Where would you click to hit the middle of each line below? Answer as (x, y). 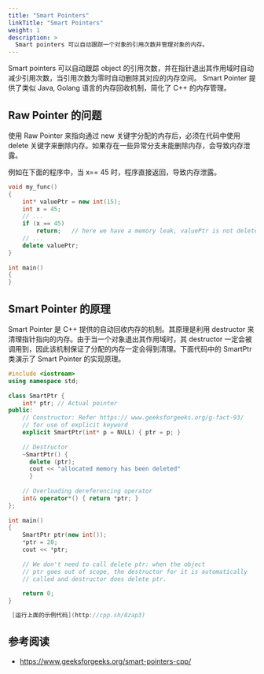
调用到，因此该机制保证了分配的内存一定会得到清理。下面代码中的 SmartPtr (130, 349)
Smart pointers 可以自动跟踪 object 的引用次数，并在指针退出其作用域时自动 (131, 69)
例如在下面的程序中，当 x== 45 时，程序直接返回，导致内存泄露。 (115, 172)
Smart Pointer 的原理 (60, 309)
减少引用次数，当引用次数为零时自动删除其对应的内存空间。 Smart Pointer (128, 78)
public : (21, 411)
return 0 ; (38, 594)
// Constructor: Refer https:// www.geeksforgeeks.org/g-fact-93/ (133, 418)
